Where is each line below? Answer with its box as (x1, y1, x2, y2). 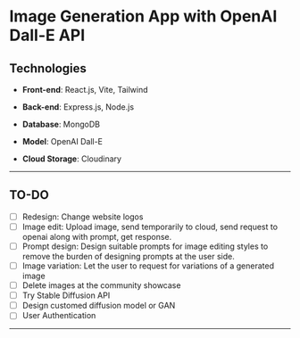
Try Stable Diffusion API (21, 290, 111, 301)
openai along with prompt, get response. (21, 231, 172, 242)
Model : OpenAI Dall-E (21, 136, 104, 146)
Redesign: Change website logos (21, 211, 144, 222)
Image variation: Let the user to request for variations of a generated (21, 260, 275, 271)
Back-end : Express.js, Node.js (21, 102, 135, 112)
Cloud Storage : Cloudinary (21, 153, 122, 164)
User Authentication (21, 310, 96, 321)
